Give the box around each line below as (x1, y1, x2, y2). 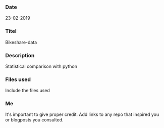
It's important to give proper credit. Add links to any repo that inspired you (5, 111, 159, 117)
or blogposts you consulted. (5, 117, 64, 123)
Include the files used (5, 88, 50, 94)
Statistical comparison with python (5, 63, 77, 69)
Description (5, 52, 35, 59)
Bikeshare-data (5, 39, 37, 45)
